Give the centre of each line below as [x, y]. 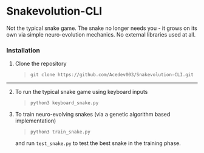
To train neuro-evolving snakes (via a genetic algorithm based [93, 115]
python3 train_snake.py [60, 132]
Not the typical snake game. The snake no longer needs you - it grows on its [102, 28]
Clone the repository [41, 64]
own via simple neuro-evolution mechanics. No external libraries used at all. [101, 34]
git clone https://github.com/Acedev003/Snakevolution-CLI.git [112, 75]
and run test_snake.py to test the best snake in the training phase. [98, 143]
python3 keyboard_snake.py [64, 103]
